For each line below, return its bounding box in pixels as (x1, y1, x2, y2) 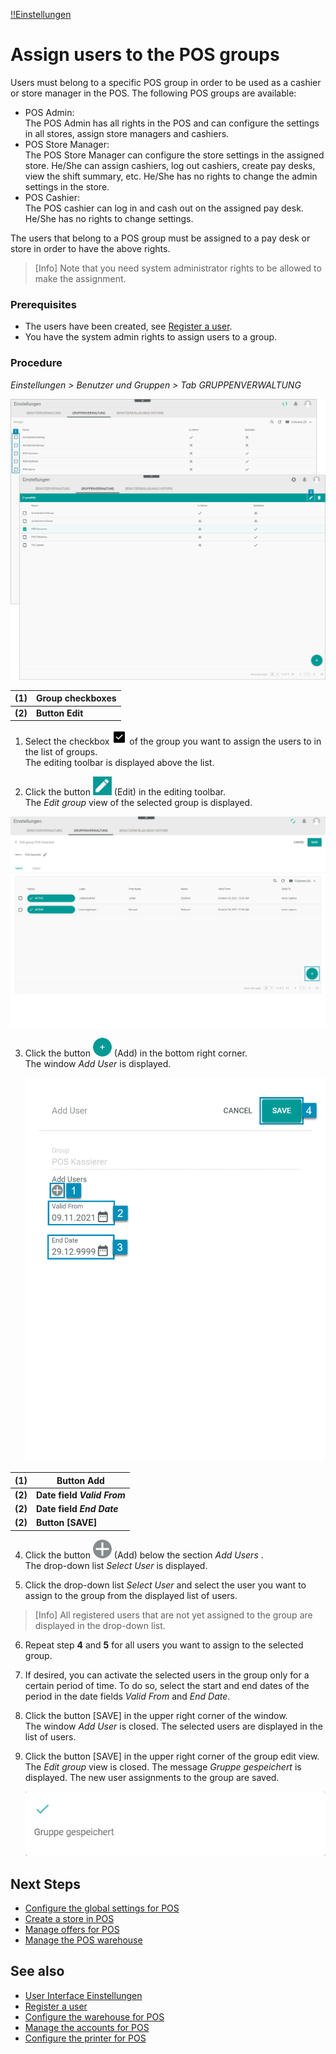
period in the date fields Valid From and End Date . (24, 1690, 231, 1702)
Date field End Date (36, 1503, 119, 1515)
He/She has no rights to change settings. (24, 212, 194, 224)
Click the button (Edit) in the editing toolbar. (24, 786, 226, 798)
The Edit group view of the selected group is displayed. (24, 797, 253, 809)
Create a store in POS (24, 1913, 115, 1924)
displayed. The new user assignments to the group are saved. (24, 1771, 280, 1783)
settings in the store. (24, 180, 110, 193)
